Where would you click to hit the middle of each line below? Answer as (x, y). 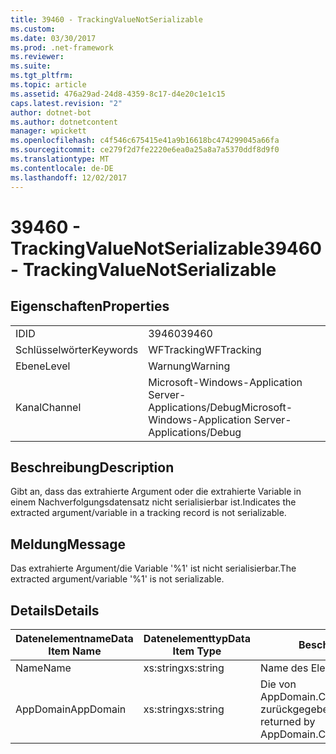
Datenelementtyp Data (197, 638)
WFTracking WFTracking (205, 349)
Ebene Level (43, 366)
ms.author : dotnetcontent (64, 122)
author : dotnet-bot (51, 112)
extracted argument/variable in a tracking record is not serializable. (148, 513)
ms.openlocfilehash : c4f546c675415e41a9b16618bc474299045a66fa (145, 141)
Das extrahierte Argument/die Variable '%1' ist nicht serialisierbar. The (153, 568)
